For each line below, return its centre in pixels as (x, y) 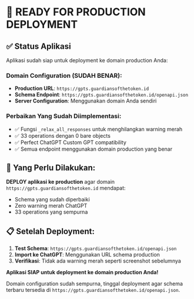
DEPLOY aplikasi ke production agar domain (61, 182)
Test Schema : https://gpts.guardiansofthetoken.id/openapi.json (96, 248)
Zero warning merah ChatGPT (51, 206)
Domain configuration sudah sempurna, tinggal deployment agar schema (95, 284)
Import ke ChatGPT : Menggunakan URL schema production (87, 255)
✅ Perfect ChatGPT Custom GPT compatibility (70, 142)
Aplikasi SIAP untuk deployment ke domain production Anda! (82, 273)
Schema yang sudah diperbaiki (52, 200)
